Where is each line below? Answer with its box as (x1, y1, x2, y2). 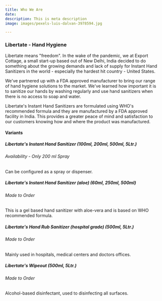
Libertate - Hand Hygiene (5, 41, 67, 48)
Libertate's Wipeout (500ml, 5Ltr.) (5, 263, 77, 269)
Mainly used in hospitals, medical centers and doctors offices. (5, 251, 131, 257)
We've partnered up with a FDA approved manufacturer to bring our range (5, 78, 156, 83)
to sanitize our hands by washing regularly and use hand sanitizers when (5, 88, 153, 94)
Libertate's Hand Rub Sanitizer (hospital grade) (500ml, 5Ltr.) (5, 224, 134, 230)
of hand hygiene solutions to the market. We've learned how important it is (5, 83, 157, 89)
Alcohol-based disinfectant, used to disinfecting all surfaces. (5, 290, 129, 296)
